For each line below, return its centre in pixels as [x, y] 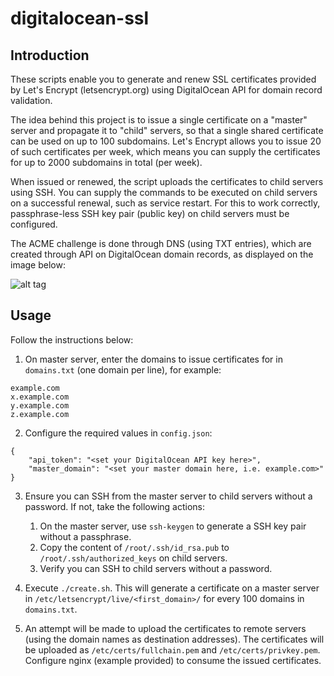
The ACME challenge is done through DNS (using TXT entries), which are [161, 243]
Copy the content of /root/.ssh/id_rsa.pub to [134, 547]
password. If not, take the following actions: [115, 506]
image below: [38, 265]
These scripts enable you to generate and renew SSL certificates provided [163, 79]
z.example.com [40, 414]
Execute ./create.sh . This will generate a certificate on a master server [172, 588]
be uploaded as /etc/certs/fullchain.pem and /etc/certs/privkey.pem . [172, 649]
